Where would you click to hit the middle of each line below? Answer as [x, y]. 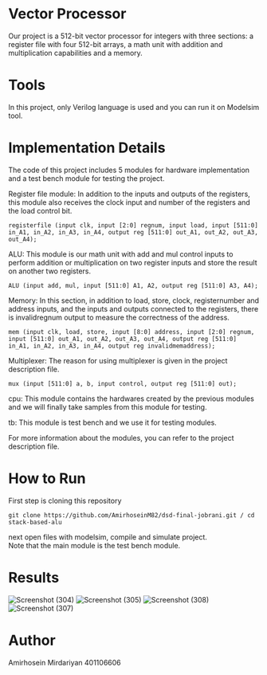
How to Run [47, 478]
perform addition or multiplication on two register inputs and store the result [133, 262]
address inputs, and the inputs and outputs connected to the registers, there [133, 308]
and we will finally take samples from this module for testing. [108, 406]
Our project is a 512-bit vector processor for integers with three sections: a [131, 36]
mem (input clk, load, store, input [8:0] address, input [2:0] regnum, [132, 332]
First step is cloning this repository [65, 500]
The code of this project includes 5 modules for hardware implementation [129, 170]
